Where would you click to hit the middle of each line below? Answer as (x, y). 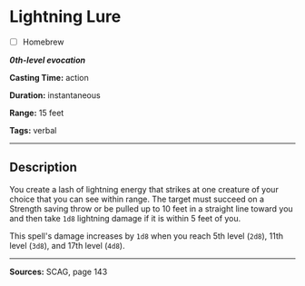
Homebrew (43, 42)
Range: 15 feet (37, 113)
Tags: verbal (33, 130)
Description (43, 168)
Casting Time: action (49, 78)
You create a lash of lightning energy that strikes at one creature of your (144, 189)
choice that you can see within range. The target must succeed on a (137, 199)
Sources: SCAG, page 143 (59, 271)
